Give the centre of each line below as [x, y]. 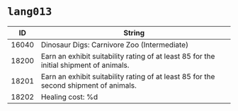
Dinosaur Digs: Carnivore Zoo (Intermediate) [115, 45]
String [134, 33]
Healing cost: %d [69, 97]
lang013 [30, 12]
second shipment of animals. [89, 85]
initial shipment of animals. [85, 65]
